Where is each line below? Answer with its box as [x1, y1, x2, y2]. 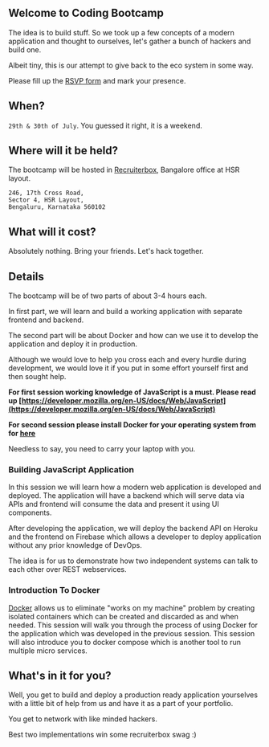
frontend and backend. [8, 315, 84, 325]
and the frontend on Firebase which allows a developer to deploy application [8, 532, 262, 541]
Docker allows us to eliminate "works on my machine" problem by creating [8, 602, 255, 613]
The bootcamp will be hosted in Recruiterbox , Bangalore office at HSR [8, 165, 240, 175]
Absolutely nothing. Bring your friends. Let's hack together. [8, 247, 204, 256]
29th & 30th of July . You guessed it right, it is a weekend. [8, 120, 203, 130]
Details [8, 269, 44, 284]
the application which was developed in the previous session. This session [8, 628, 255, 638]
